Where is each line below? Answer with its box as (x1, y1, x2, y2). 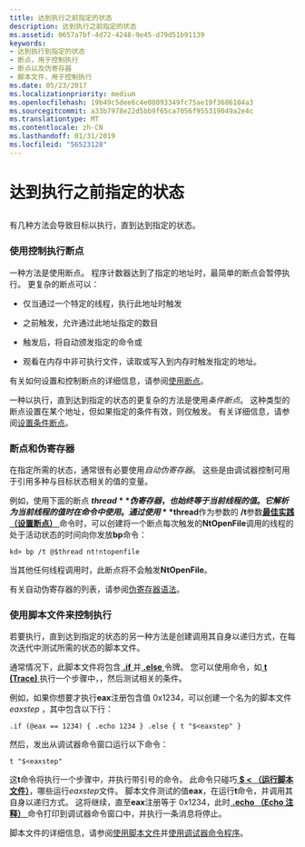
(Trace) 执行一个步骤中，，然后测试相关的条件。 (9, 673, 188, 684)
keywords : (9, 38, 47, 48)
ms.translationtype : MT (9, 115, 100, 124)
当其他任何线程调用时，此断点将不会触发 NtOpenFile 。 (9, 564, 212, 575)
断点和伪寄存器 (9, 442, 75, 454)
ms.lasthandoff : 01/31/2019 (9, 132, 116, 141)
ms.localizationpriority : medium (9, 89, 136, 98)
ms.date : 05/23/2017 (9, 81, 88, 90)
